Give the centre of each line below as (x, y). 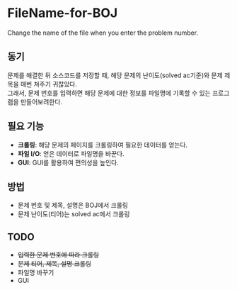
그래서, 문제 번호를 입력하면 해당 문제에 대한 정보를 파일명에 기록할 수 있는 (109, 93)
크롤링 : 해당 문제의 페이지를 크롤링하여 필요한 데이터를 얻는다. (103, 145)
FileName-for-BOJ (63, 13)
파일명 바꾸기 (36, 273)
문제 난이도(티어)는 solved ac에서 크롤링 (74, 214)
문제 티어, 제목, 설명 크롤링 (54, 264)
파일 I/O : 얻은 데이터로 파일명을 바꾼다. (71, 153)
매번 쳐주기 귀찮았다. (49, 84)
